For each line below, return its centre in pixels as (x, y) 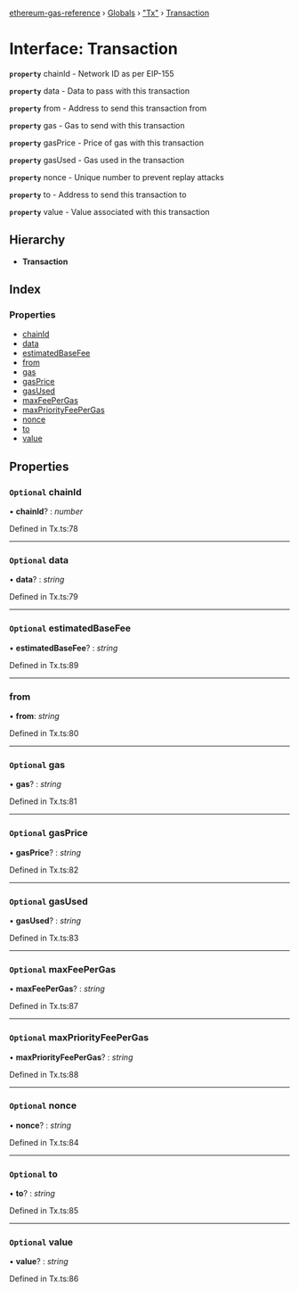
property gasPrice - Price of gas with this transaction (107, 143)
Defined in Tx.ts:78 (44, 529)
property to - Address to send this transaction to (98, 194)
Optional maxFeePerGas (63, 969)
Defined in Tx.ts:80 (44, 733)
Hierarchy (37, 240)
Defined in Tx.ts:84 (44, 1142)
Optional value (41, 1242)
